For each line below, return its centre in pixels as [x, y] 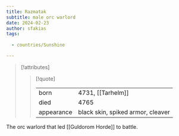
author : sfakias [26, 28]
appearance [55, 112]
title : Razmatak [26, 12]
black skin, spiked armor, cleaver [124, 112]
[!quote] [45, 79]
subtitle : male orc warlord [41, 17]
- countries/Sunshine [38, 45]
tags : [13, 34]
